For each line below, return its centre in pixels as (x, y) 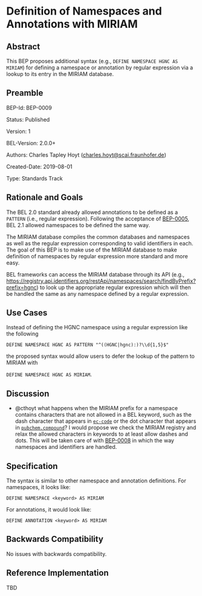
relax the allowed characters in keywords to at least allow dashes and (102, 434)
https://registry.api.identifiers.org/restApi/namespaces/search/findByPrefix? (101, 281)
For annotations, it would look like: (49, 510)
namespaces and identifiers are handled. (66, 447)
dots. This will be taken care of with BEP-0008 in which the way (94, 440)
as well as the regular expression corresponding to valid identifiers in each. (100, 243)
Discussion (28, 393)
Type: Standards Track (34, 178)
